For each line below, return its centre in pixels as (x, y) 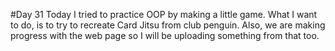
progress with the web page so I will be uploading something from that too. (165, 35)
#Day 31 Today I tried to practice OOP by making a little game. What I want (164, 14)
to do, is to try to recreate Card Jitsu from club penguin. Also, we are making (168, 25)
